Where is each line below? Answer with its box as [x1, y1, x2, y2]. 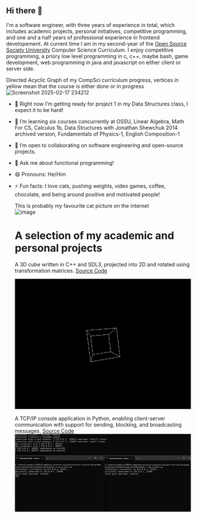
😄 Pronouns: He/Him [14, 171, 66, 178]
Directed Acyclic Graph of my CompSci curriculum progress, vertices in [6, 76, 179, 83]
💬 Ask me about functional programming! [14, 159, 114, 166]
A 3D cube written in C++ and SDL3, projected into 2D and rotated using [14, 260, 190, 268]
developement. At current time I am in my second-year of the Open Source [6, 40, 187, 47]
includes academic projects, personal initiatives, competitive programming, [6, 28, 188, 35]
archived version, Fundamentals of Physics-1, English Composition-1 [14, 130, 180, 137]
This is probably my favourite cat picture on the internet [14, 202, 150, 209]
